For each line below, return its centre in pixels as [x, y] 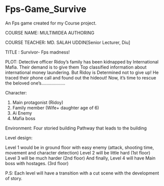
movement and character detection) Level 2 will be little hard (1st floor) [78, 152]
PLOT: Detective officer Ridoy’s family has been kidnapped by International [82, 61]
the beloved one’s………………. [35, 83]
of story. [14, 178]
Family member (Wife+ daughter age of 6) [56, 107]
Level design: [19, 137]
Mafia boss [24, 118]
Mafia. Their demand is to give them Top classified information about [76, 67]
